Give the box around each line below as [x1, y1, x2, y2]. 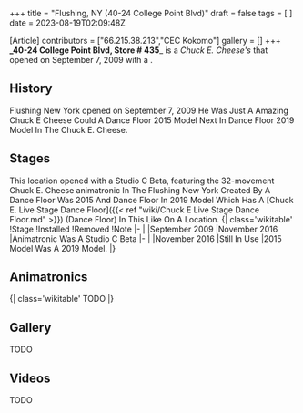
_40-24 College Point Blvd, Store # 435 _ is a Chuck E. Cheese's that [9, 45, 268, 56]
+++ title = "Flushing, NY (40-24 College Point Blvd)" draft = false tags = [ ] [9, 8, 293, 18]
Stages [9, 150, 51, 167]
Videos [9, 370, 51, 386]
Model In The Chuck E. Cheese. [9, 124, 128, 135]
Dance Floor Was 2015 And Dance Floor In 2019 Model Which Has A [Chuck [9, 194, 294, 205]
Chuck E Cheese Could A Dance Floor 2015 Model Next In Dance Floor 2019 [9, 114, 295, 126]
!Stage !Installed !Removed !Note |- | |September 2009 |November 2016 [9, 223, 278, 234]
